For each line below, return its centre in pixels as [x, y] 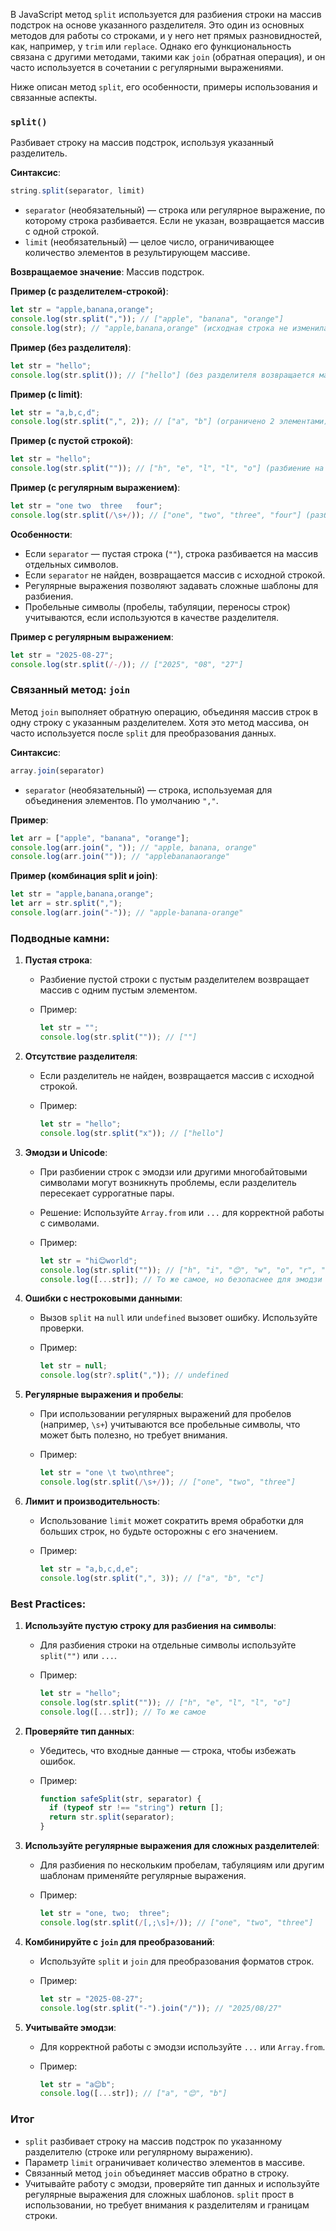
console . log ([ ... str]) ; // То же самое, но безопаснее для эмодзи [181, 1279]
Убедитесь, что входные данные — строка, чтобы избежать [168, 1750]
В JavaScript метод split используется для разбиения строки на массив [166, 14]
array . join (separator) [57, 770]
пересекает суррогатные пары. [107, 1193]
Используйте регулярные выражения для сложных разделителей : [172, 1846]
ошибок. [58, 1761]
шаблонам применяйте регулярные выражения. [143, 1876]
